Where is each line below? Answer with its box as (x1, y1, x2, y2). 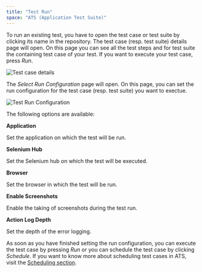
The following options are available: (6, 110, 95, 118)
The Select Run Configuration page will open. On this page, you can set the (6, 80, 195, 88)
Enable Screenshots (6, 192, 58, 200)
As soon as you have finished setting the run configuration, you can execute (6, 239, 197, 247)
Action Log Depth (6, 216, 51, 223)
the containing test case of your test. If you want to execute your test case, (6, 50, 194, 58)
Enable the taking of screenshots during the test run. (6, 204, 138, 211)
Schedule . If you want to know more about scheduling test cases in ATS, (6, 252, 187, 259)
